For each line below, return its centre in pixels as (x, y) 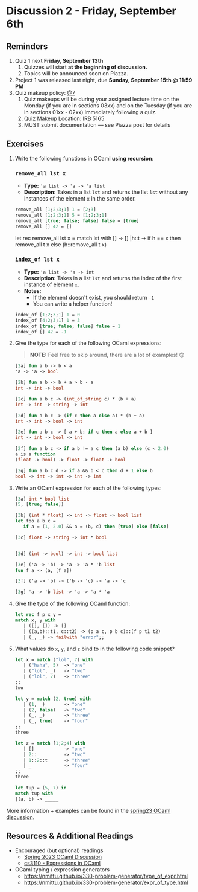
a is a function (35, 454)
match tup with (34, 793)
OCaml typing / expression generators (62, 870)
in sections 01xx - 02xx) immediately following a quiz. (90, 112)
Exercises (25, 144)
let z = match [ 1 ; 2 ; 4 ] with (50, 743)
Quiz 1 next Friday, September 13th (59, 61)
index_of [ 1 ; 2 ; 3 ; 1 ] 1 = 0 (47, 315)
